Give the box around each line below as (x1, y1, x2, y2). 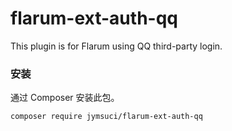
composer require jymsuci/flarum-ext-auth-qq (10, 112, 203, 122)
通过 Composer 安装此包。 (10, 92, 120, 104)
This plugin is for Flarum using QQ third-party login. (10, 40, 223, 52)
